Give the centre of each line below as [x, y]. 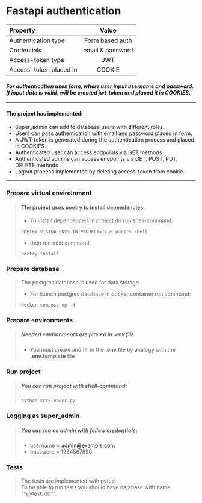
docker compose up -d [48, 305]
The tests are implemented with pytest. [69, 481]
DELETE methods [36, 165]
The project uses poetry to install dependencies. [83, 207]
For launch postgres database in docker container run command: [110, 294]
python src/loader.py [48, 401]
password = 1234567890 [61, 452]
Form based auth [108, 40]
